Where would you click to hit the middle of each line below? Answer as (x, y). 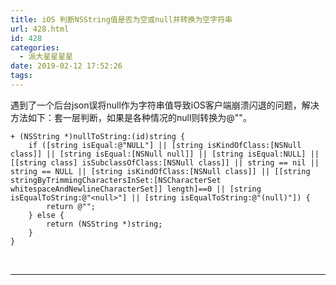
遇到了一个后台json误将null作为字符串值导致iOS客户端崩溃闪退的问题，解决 (165, 105)
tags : (21, 76)
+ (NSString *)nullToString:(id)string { (98, 136)
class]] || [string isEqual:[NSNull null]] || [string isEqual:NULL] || (165, 154)
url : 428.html (40, 29)
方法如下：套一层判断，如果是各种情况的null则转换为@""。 (131, 117)
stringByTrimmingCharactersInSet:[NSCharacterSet (116, 180)
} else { (46, 215)
